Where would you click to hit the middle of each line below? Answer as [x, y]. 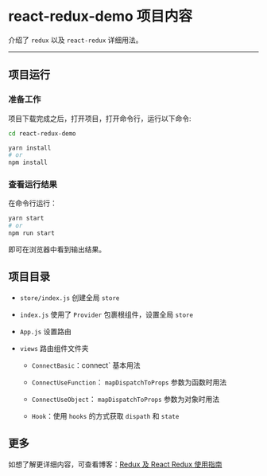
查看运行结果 [33, 185]
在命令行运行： [33, 203]
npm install [28, 163]
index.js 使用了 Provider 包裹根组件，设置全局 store [106, 314]
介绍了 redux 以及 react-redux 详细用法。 [75, 40]
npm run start [32, 233]
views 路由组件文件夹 [54, 348]
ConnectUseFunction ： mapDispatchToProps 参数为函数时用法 [129, 382]
